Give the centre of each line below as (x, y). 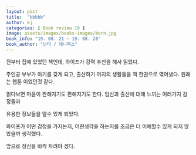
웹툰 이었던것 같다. (33, 81)
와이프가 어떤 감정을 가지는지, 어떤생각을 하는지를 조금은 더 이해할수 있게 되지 (94, 126)
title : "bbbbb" (26, 17)
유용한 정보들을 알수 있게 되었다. (43, 114)
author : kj (19, 22)
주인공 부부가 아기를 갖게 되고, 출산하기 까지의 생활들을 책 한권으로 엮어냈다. (93, 74)
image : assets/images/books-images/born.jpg (61, 33)
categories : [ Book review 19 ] (45, 28)
